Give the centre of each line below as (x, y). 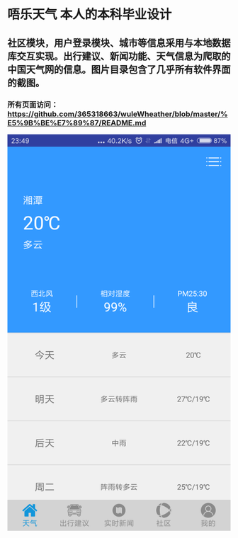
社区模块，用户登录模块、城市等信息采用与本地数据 (119, 43)
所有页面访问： (33, 105)
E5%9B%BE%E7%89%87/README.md (77, 122)
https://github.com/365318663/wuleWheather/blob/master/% (118, 114)
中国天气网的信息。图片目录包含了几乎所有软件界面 (119, 69)
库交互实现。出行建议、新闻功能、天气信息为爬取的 (119, 56)
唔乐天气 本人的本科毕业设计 (90, 15)
